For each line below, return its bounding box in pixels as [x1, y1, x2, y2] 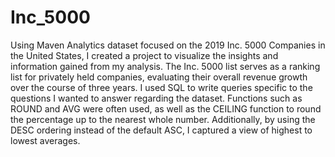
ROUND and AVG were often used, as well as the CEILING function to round [10, 102, 322, 115]
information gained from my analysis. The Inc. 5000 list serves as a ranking [10, 60, 321, 72]
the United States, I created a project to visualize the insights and [10, 49, 279, 61]
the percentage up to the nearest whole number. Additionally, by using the [10, 113, 316, 125]
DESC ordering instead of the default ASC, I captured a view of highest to [10, 124, 313, 136]
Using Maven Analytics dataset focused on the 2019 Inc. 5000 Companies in [10, 39, 326, 51]
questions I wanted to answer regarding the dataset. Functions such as [10, 92, 303, 104]
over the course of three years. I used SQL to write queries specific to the [10, 81, 313, 93]
